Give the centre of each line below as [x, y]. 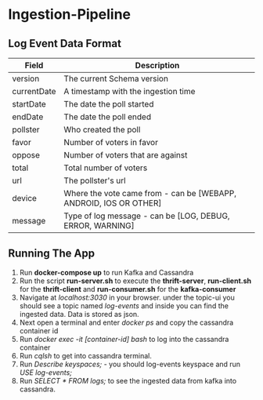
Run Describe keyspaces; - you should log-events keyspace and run [130, 364]
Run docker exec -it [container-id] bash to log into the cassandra [124, 339]
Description [157, 65]
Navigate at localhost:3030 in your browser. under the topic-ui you [127, 297]
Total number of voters [106, 168]
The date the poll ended [107, 117]
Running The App [52, 254]
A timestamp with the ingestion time [130, 91]
